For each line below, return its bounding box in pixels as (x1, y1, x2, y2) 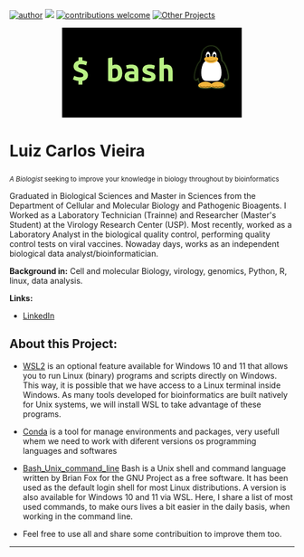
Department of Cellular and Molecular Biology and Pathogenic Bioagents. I (9, 200, 287, 211)
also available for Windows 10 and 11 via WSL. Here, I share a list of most (22, 491, 294, 502)
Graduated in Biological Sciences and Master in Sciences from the (9, 190, 256, 201)
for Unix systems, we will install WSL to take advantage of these (22, 399, 261, 410)
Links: (9, 292, 33, 303)
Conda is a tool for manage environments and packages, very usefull (22, 426, 280, 437)
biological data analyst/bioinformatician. (9, 248, 158, 259)
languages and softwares (22, 445, 118, 456)
